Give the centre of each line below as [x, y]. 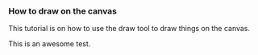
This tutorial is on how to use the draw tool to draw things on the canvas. [129, 29]
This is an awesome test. [50, 44]
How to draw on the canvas [63, 11]
